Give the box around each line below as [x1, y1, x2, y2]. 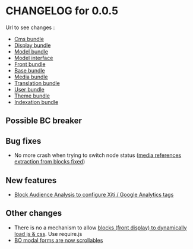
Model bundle [14, 48, 49, 55]
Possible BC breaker [5, 116, 83, 126]
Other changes [5, 208, 62, 218]
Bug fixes [5, 135, 42, 146]
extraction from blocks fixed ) [14, 158, 86, 165]
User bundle [14, 86, 45, 93]
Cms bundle [14, 35, 44, 42]
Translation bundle [14, 79, 60, 87]
